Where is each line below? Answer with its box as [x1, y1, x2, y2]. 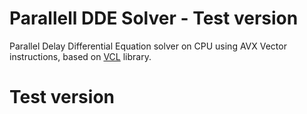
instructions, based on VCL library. [9, 50, 152, 62]
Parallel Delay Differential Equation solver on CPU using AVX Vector [9, 40, 287, 52]
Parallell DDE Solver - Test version [9, 7, 299, 30]
